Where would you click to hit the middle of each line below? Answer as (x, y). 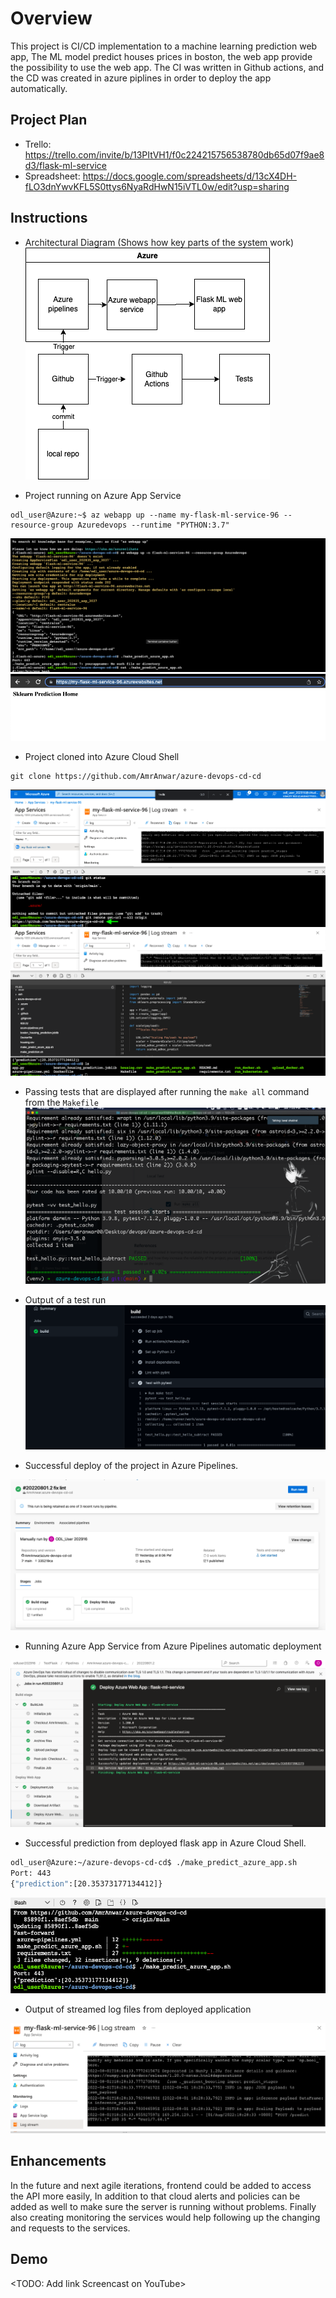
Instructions (49, 218)
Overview (51, 18)
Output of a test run (65, 1299)
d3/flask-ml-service (65, 165)
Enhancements (58, 2161)
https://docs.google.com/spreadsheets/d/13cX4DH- (189, 176)
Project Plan (49, 120)
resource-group (42, 525)
